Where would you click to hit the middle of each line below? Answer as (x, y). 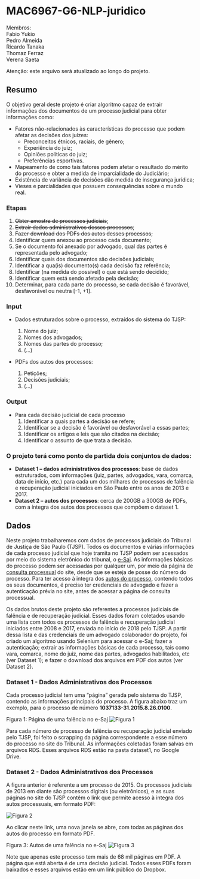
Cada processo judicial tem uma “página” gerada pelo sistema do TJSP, (94, 695)
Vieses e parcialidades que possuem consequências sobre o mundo (99, 186)
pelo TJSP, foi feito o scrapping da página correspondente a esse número (97, 738)
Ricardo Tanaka (25, 47)
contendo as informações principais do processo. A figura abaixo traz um (96, 702)
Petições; (35, 373)
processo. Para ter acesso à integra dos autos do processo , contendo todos (100, 578)
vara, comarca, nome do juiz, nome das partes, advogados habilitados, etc (98, 654)
